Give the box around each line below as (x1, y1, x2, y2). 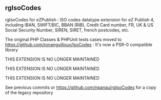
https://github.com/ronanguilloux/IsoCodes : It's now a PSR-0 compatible (5, 41, 153, 48)
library (5, 47, 18, 52)
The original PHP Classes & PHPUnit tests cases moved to (5, 36, 122, 42)
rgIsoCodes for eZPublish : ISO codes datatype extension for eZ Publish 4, (5, 17, 155, 22)
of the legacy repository (5, 89, 54, 95)
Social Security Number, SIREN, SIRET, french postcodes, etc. (5, 27, 130, 33)
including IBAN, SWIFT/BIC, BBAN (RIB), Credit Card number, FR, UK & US (5, 22, 154, 28)
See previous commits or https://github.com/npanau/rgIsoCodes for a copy (5, 84, 157, 90)
